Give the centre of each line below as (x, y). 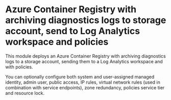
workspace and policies (57, 42)
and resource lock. (25, 93)
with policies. (19, 67)
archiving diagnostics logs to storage (86, 20)
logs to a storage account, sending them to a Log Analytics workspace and (84, 61)
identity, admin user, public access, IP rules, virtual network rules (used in (83, 82)
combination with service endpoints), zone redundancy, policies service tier (85, 87)
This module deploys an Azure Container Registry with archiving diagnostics (86, 56)
